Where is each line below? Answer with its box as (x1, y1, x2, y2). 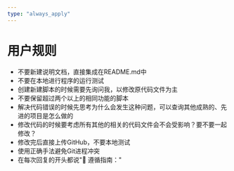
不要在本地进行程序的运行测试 (17, 76, 104, 84)
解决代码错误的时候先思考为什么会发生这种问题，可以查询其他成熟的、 (17, 103, 221, 111)
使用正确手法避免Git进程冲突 (17, 146, 100, 155)
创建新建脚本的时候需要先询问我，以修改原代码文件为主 (17, 85, 178, 94)
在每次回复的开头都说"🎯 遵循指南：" (17, 156, 122, 164)
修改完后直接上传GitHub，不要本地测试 (17, 138, 131, 146)
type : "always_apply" (7, 10, 71, 18)
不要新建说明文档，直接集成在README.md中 (17, 68, 147, 76)
